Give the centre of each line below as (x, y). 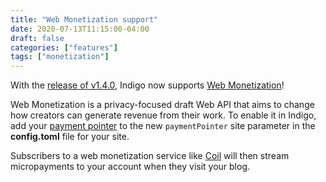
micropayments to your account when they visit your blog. (130, 167)
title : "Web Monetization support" (84, 19)
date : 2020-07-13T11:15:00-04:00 (80, 29)
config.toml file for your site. (70, 137)
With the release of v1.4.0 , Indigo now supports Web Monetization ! (147, 85)
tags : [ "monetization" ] (60, 57)
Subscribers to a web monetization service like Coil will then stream (150, 156)
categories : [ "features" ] (64, 47)
